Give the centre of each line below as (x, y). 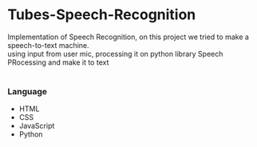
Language (28, 91)
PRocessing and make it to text (58, 62)
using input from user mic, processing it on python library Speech (115, 54)
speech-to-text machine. (48, 45)
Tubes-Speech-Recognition (102, 15)
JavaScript (37, 126)
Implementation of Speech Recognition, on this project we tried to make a (128, 37)
